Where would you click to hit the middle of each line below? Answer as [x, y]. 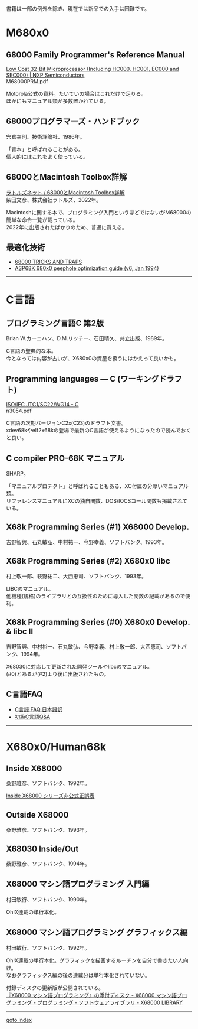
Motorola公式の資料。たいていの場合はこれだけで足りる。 [76, 94]
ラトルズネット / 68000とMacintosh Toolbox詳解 [65, 192]
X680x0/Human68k [56, 747]
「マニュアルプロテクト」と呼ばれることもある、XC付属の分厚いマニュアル [97, 486]
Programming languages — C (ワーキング [82, 379]
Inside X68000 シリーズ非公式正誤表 [50, 796]
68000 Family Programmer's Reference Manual [95, 55]
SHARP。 [17, 474]
